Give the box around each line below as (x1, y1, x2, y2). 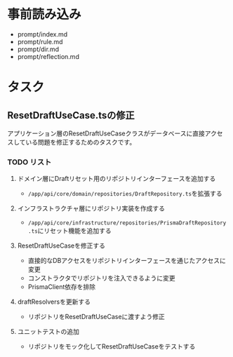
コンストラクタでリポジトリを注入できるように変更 (27, 274, 175, 283)
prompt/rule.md (17, 37, 63, 46)
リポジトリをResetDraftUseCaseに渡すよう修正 (27, 313, 165, 321)
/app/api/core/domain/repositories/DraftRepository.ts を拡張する (27, 189, 222, 198)
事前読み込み (7, 6, 82, 22)
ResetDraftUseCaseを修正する (17, 241, 106, 250)
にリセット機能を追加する (37, 227, 112, 235)
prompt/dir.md (17, 45, 60, 53)
